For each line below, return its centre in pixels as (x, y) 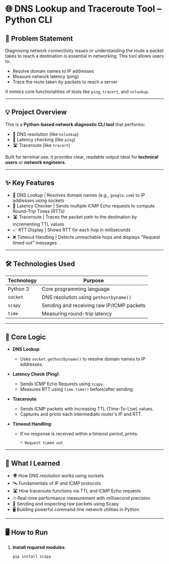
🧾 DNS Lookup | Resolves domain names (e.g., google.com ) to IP (78, 195)
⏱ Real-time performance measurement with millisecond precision (81, 498)
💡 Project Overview (36, 112)
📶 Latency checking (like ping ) (44, 139)
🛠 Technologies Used (40, 264)
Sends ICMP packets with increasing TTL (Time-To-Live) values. (87, 409)
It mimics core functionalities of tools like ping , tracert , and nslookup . (77, 92)
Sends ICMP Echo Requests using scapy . (62, 384)
